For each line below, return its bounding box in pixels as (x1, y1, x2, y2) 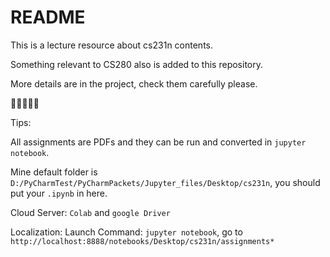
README (10, 6, 86, 29)
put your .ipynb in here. (10, 187, 108, 199)
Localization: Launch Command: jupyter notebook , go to (10, 226, 243, 238)
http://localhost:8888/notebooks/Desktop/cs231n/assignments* (10, 236, 275, 246)
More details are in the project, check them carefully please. (10, 77, 258, 90)
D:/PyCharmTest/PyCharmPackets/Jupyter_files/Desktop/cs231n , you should (10, 176, 321, 188)
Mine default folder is (10, 166, 98, 178)
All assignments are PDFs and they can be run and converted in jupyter (10, 136, 307, 148)
